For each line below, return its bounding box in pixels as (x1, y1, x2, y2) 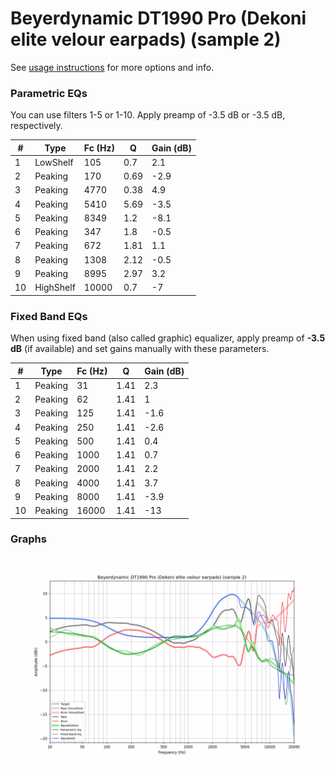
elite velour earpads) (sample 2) (10, 28, 282, 51)
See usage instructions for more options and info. (10, 61, 215, 73)
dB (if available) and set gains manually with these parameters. (10, 343, 270, 355)
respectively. (10, 120, 63, 132)
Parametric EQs (10, 86, 88, 100)
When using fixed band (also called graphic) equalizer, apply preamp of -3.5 (10, 332, 326, 344)
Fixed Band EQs (10, 309, 88, 323)
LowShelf (34, 156, 74, 168)
